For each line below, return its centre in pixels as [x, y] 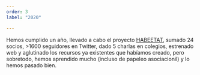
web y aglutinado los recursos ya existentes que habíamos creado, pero [95, 52]
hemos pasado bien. [32, 65]
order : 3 [17, 12]
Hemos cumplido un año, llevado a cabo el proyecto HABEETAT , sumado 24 [100, 40]
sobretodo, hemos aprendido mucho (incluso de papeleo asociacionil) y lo [98, 59]
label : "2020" [24, 17]
